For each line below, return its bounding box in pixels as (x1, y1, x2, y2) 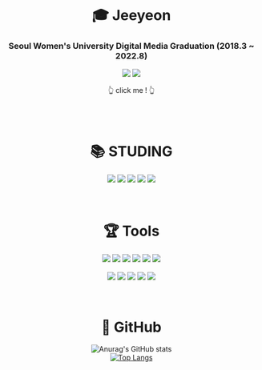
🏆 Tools (103, 222, 159, 240)
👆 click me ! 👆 (107, 86, 155, 95)
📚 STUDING (90, 142, 173, 160)
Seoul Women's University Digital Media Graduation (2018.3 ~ (8, 41, 255, 52)
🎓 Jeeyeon (91, 6, 171, 25)
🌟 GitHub (101, 318, 162, 336)
